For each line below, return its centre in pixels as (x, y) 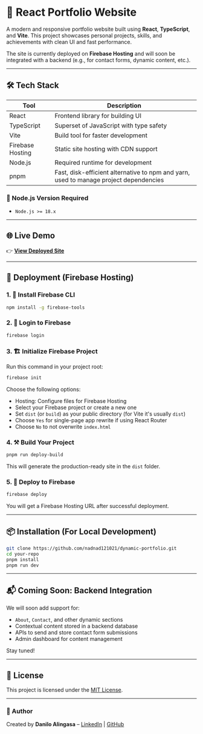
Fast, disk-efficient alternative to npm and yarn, (122, 172)
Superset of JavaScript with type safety (111, 125)
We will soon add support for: (43, 608)
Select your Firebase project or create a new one (76, 407)
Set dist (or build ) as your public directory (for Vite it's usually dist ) (100, 414)
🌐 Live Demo (31, 236)
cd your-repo (23, 554)
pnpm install (23, 559)
